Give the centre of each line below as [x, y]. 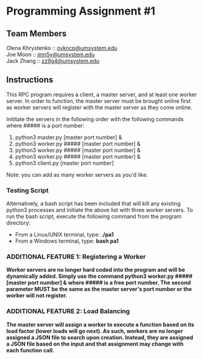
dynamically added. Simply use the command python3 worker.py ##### [99, 276]
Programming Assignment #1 [81, 11]
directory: [18, 223]
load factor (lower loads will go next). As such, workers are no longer [95, 331]
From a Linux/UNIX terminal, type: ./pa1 [64, 235]
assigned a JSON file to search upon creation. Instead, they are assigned [100, 337]
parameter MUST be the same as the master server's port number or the [99, 289]
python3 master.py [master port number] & [68, 137]
